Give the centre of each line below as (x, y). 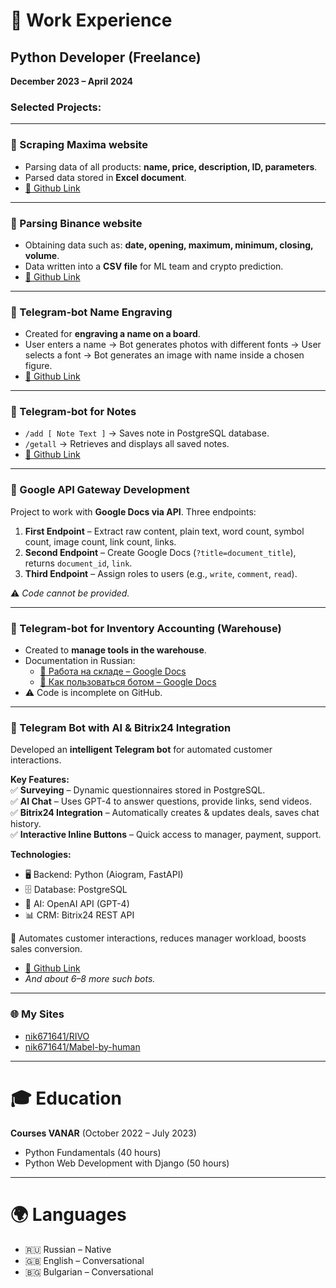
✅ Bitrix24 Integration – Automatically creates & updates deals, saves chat (165, 813)
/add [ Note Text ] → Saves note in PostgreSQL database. (147, 433)
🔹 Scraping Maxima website (79, 145)
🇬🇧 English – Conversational (84, 1260)
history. (26, 824)
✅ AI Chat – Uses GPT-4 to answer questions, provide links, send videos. (161, 801)
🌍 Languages (68, 1214)
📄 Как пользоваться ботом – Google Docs (128, 682)
